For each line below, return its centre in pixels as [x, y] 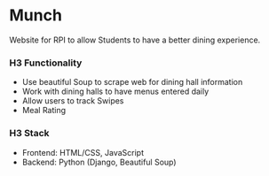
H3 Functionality [46, 63]
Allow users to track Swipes [73, 101]
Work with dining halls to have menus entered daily [115, 92]
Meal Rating [44, 111]
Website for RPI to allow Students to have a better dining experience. [135, 40]
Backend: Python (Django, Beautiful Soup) [99, 162]
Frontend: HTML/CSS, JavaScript [83, 152]
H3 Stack [30, 134]
